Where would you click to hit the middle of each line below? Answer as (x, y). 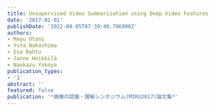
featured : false (30, 90)
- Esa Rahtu (24, 52)
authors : (20, 33)
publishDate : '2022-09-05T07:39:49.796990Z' (72, 26)
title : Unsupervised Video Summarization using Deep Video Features (108, 13)
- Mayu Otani (26, 39)
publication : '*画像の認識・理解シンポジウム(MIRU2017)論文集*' (93, 97)
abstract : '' (26, 84)
